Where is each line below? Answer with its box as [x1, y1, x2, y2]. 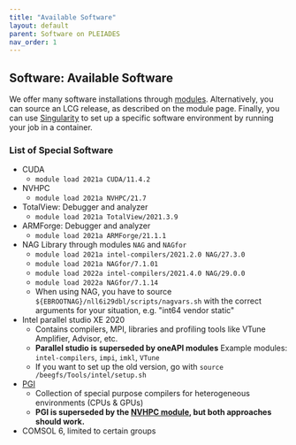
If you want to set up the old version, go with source [34, 362, 224, 372]
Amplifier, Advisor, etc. [34, 334, 118, 344]
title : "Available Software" [9, 12, 117, 22]
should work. [34, 417, 86, 427]
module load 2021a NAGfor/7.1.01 [34, 260, 159, 269]
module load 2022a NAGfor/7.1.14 [34, 279, 159, 288]
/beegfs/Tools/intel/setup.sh [34, 371, 148, 380]
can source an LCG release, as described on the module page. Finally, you [9, 104, 280, 114]
